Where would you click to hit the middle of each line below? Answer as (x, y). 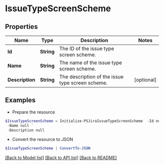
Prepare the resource (33, 112)
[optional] (145, 80)
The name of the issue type (91, 63)
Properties (21, 27)
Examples (20, 100)
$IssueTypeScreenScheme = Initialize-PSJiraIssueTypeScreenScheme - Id (79, 121)
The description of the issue (91, 77)
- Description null (26, 130)
